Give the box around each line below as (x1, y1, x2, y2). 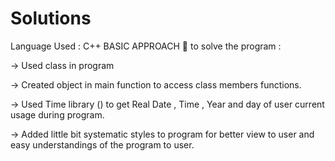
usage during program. (10, 108, 105, 121)
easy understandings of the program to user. (10, 138, 195, 151)
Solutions (10, 7, 92, 30)
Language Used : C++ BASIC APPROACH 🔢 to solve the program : (10, 40, 282, 52)
